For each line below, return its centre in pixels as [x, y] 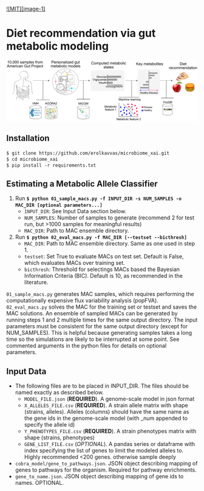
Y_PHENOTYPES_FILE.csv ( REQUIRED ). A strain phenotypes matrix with [110, 431]
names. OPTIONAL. [39, 483]
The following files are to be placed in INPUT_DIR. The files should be [102, 386]
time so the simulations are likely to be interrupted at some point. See [93, 339]
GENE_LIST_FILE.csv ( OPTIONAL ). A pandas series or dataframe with [110, 444]
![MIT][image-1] [26, 9]
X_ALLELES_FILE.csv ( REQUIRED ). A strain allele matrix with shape [106, 405]
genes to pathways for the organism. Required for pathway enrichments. [106, 470]
